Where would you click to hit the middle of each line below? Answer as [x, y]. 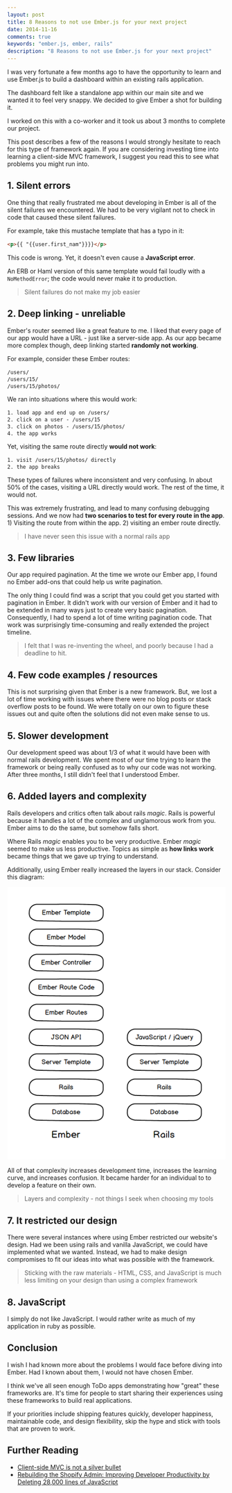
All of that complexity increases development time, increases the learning [112, 1171]
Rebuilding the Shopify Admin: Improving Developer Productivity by [113, 1474]
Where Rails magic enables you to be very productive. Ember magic [104, 841]
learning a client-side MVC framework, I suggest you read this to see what [113, 157]
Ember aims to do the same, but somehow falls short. [83, 828]
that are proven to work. [42, 1428]
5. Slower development [58, 736]
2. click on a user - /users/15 [54, 419]
